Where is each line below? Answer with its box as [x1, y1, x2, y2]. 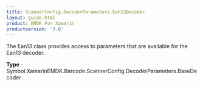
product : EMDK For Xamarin [6, 20, 75, 26]
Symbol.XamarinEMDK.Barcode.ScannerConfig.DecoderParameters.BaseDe [6, 68, 198, 75]
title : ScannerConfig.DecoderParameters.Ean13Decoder [6, 9, 146, 15]
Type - [6, 61, 24, 68]
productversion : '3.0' [6, 26, 64, 32]
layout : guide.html [6, 15, 56, 21]
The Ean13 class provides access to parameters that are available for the [6, 43, 188, 50]
